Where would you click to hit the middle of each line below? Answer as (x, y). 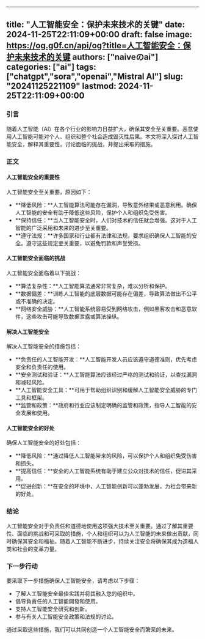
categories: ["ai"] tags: (51, 67)
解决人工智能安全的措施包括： (44, 347)
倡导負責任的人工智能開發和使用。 (58, 601)
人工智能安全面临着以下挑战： (44, 273)
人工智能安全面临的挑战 (36, 258)
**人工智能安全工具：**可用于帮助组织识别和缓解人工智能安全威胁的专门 (106, 390)
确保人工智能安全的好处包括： (44, 443)
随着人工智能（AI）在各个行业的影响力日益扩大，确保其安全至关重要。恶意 (100, 128)
